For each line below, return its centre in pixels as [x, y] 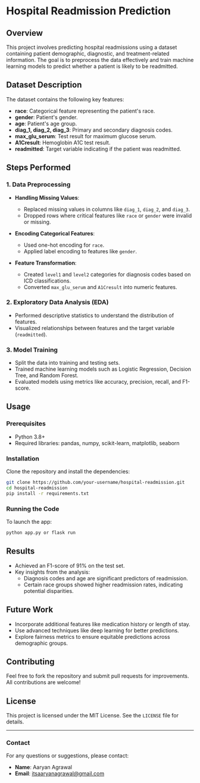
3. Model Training [32, 350]
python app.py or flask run [41, 533]
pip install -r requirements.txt [48, 493]
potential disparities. [49, 591]
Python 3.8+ [30, 437]
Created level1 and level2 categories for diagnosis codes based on [107, 274]
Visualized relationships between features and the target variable [94, 328]
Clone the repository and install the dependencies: [68, 471]
